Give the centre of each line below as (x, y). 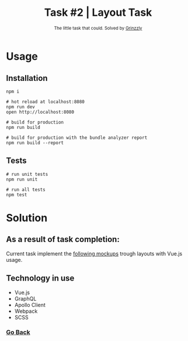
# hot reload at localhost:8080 (45, 102)
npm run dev (20, 107)
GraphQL (25, 298)
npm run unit (22, 179)
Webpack (26, 311)
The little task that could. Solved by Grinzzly (98, 28)
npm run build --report (35, 143)
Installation (27, 78)
